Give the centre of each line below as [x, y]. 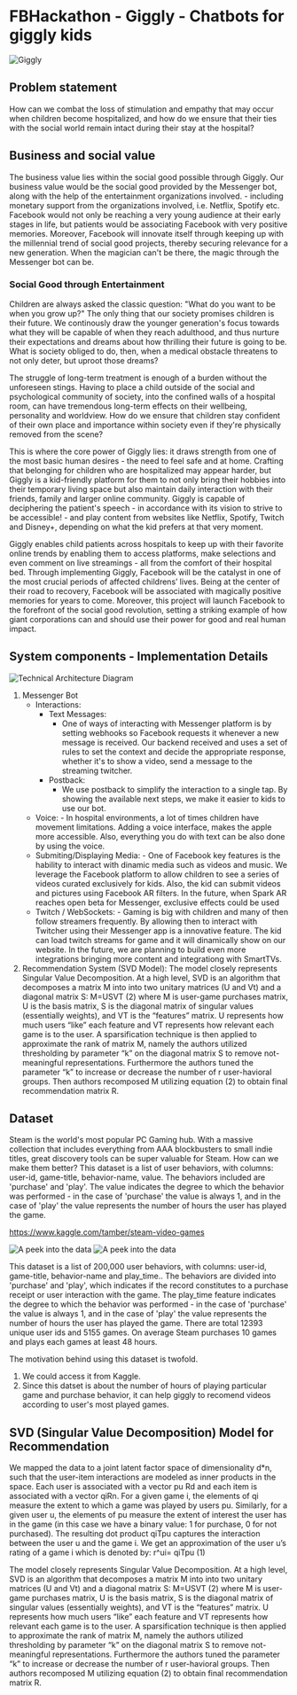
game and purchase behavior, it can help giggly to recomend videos [146, 1395]
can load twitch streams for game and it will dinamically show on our [160, 940]
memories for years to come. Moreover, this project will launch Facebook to [147, 600]
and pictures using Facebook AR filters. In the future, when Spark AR [161, 893]
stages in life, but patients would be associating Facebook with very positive [148, 224]
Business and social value [82, 156]
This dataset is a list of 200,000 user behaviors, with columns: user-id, [138, 1267]
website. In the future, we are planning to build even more [141, 949]
